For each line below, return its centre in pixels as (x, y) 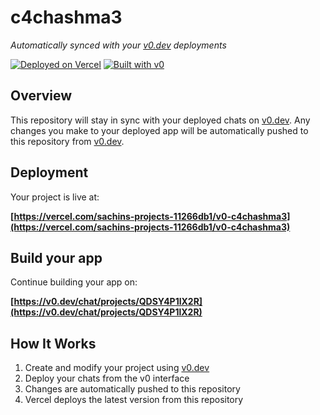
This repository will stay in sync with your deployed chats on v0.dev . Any (160, 120)
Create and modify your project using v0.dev (117, 368)
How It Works (53, 343)
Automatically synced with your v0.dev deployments (118, 45)
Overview (41, 96)
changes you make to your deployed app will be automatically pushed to (159, 130)
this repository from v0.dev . (67, 141)
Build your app (56, 257)
